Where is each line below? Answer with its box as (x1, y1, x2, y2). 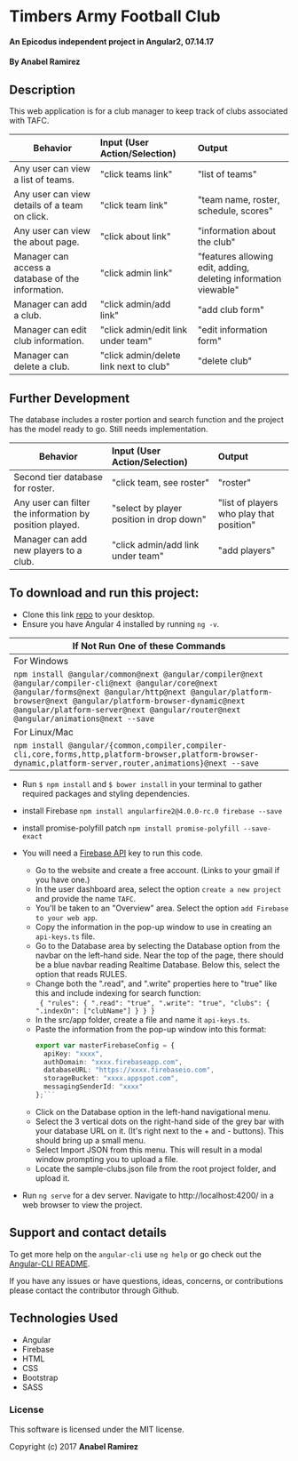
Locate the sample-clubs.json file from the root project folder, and (35, 1163, 277, 1174)
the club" (197, 236, 236, 248)
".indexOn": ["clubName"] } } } (35, 1007, 155, 1015)
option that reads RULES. (35, 968, 128, 979)
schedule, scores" (197, 205, 273, 217)
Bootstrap (21, 1372, 59, 1383)
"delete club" (197, 355, 253, 367)
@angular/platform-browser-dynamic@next (72, 695, 246, 706)
